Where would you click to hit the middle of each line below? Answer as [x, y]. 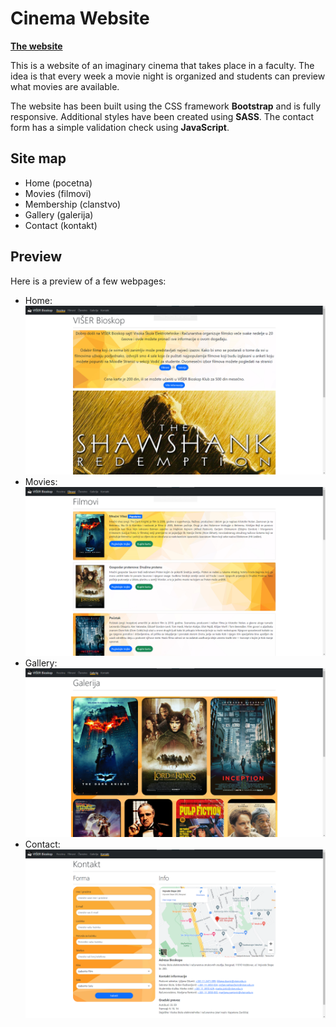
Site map [38, 158]
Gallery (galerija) [59, 214]
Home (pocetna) [58, 183]
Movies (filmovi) [58, 193]
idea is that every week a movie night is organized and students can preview [168, 76]
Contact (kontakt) [61, 225]
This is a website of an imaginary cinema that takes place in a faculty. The [162, 65]
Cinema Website [80, 18]
